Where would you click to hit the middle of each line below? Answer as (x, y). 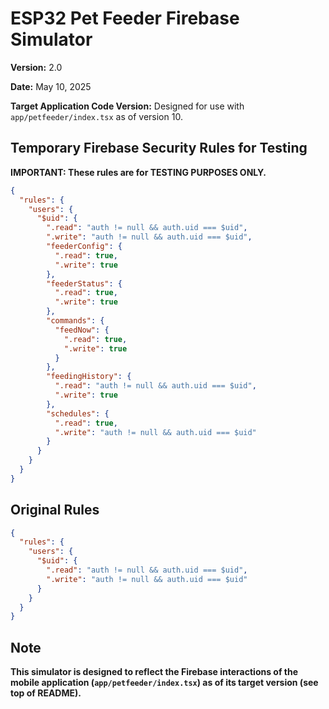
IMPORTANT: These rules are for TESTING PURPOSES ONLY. (138, 172)
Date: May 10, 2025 (51, 86)
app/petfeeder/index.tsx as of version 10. (96, 116)
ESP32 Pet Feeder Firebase (125, 18)
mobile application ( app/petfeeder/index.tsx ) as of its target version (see (164, 683)
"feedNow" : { (82, 330)
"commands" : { (75, 321)
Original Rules (55, 510)
